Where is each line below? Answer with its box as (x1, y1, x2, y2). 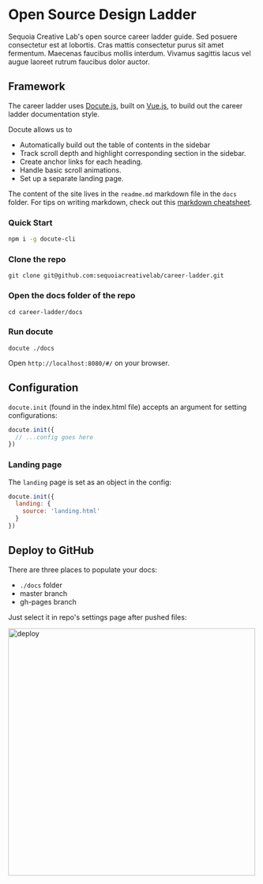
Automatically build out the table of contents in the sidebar (19, 140, 211, 150)
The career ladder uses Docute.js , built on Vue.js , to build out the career (8, 101, 243, 110)
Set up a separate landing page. (19, 173, 124, 183)
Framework (8, 80, 66, 93)
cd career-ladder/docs (8, 308, 83, 316)
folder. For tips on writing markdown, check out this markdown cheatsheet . (8, 197, 253, 207)
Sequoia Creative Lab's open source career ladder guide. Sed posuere (8, 32, 238, 41)
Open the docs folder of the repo (8, 290, 136, 302)
